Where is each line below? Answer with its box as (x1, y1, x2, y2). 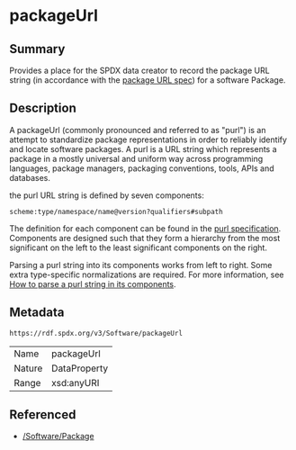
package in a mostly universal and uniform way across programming (9, 153, 264, 164)
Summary (9, 41, 66, 57)
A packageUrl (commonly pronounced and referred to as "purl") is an (9, 124, 266, 135)
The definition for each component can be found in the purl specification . (9, 222, 282, 234)
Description (9, 101, 76, 116)
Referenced (9, 407, 76, 423)
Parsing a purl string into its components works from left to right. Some (9, 259, 273, 270)
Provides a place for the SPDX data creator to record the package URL (9, 65, 270, 76)
